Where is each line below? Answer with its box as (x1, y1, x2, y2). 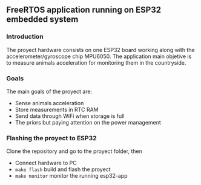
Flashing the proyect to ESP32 (6, 134, 97, 142)
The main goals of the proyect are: (6, 88, 93, 95)
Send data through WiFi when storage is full (15, 112, 125, 120)
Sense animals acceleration (15, 99, 84, 106)
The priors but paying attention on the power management (15, 118, 162, 126)
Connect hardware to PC (15, 160, 77, 167)
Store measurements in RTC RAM (15, 106, 99, 113)
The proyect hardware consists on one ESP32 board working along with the (6, 46, 195, 53)
